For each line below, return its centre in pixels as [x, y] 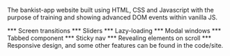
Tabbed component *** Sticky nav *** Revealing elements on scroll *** [109, 38]
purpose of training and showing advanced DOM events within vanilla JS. [113, 17]
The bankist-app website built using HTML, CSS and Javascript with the [110, 10]
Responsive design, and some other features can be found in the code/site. [115, 45]
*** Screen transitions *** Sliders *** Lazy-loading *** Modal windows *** [114, 31]
